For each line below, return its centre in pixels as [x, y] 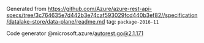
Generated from [27, 9]
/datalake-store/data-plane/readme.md [56, 21]
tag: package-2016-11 [133, 21]
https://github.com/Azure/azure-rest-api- [100, 9]
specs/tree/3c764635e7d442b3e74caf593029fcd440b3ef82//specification [102, 15]
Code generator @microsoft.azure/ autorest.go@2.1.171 [75, 33]
